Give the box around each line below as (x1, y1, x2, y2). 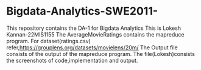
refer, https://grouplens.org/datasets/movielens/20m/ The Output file (6, 44, 178, 51)
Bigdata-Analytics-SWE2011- (6, 4, 158, 18)
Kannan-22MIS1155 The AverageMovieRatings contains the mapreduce (6, 30, 185, 38)
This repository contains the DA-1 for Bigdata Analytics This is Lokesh (6, 24, 182, 32)
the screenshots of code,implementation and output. (6, 57, 138, 64)
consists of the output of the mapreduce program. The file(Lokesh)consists (6, 50, 195, 57)
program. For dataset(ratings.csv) (6, 37, 91, 44)
